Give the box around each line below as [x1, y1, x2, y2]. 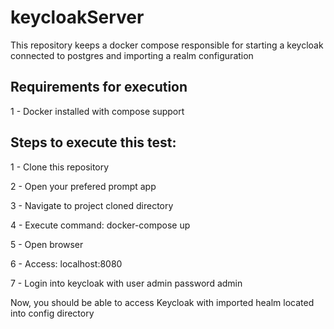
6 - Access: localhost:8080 [10, 257, 123, 270]
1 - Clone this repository [10, 161, 110, 173]
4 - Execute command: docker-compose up [10, 219, 191, 231]
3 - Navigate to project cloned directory [10, 199, 174, 211]
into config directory [10, 307, 95, 319]
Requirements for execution [10, 79, 188, 96]
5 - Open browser [10, 238, 84, 250]
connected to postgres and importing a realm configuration [10, 49, 254, 61]
